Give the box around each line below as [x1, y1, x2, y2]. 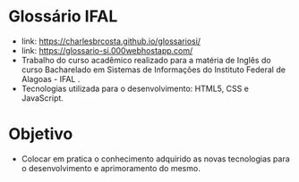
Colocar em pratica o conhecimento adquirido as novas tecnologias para [21, 153, 290, 164]
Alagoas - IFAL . [21, 73, 81, 84]
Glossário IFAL [8, 6, 118, 27]
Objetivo [8, 124, 73, 145]
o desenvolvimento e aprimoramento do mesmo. [21, 162, 201, 173]
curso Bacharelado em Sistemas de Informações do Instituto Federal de [21, 64, 286, 75]
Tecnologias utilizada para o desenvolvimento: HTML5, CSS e [21, 83, 250, 94]
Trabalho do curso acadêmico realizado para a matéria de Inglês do [21, 54, 271, 65]
